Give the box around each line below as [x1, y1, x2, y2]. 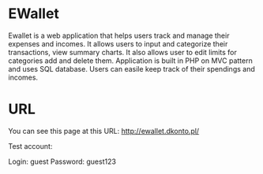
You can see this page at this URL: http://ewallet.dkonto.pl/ [8, 126, 200, 135]
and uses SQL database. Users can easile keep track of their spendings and [8, 64, 255, 73]
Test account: [8, 141, 53, 150]
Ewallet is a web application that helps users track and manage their [8, 31, 230, 40]
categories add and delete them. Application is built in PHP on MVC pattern [8, 56, 253, 65]
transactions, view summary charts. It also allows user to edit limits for [8, 47, 237, 57]
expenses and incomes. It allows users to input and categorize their [8, 39, 228, 48]
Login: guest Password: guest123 [8, 157, 117, 166]
